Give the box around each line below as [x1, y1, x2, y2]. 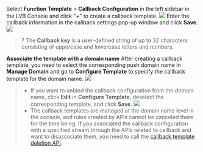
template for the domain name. [6, 75, 84, 82]
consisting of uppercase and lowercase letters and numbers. [21, 43, 174, 50]
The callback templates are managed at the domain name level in [30, 107, 194, 114]
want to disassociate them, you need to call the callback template [30, 133, 195, 140]
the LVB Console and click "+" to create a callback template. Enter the [6, 12, 190, 19]
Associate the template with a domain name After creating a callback [6, 55, 183, 62]
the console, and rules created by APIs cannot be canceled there [30, 114, 194, 120]
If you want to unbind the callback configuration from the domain [30, 87, 194, 94]
